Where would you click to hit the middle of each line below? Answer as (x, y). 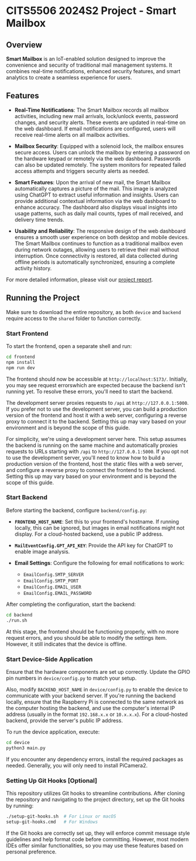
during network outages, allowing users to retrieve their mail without (97, 249)
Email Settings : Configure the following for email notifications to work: (99, 563)
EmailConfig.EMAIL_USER (52, 587)
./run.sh (17, 620)
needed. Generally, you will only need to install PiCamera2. (77, 765)
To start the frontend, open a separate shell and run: (69, 346)
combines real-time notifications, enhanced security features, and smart (93, 71)
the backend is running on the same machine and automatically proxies (92, 445)
